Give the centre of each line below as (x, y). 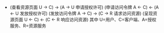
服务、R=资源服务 (28, 26)
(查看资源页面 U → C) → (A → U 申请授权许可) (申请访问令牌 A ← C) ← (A (84, 7)
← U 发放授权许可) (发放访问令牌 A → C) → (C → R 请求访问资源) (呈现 (81, 13)
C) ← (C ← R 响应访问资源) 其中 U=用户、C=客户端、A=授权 (95, 19)
